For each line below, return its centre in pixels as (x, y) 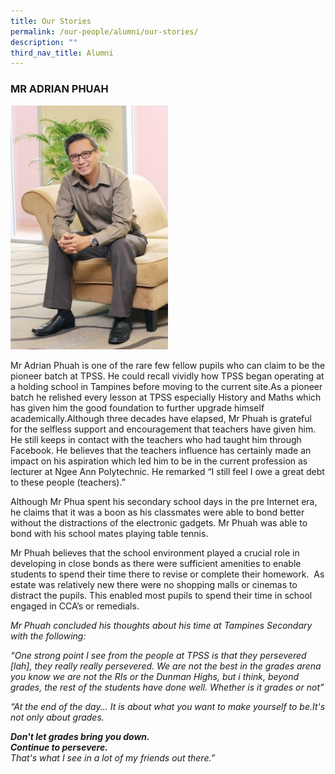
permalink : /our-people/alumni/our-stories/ (104, 31)
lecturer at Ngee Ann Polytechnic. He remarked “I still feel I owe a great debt (167, 471)
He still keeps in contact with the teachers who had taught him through (156, 439)
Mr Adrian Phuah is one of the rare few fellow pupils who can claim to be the (168, 365)
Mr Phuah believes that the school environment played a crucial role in (155, 553)
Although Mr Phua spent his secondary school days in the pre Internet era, (164, 501)
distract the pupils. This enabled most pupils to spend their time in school (161, 595)
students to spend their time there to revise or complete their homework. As (167, 574)
